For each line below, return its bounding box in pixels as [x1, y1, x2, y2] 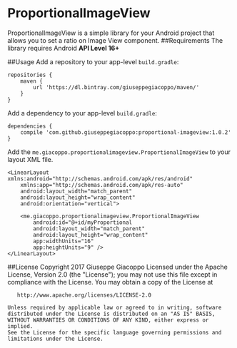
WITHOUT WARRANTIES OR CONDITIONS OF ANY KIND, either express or [7, 316, 209, 324]
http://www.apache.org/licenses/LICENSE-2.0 [16, 291, 152, 299]
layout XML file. [7, 155, 54, 163]
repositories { [7, 71, 53, 78]
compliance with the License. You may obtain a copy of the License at [7, 277, 213, 286]
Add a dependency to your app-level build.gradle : [7, 108, 157, 117]
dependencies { [7, 123, 53, 130]
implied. [7, 322, 34, 329]
